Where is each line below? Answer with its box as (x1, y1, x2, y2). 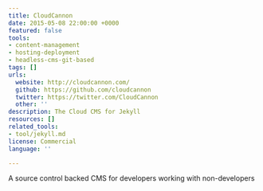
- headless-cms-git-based (8, 57, 94, 64)
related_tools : (8, 123, 59, 131)
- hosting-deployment (8, 49, 80, 57)
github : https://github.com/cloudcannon (15, 85, 151, 94)
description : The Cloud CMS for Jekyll (8, 108, 141, 116)
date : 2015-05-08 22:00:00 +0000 (8, 19, 120, 27)
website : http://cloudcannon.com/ (15, 78, 130, 86)
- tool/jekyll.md (8, 130, 66, 138)
